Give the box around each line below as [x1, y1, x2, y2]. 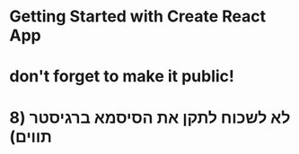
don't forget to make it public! [9, 66, 235, 87]
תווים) [9, 126, 52, 147]
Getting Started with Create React [9, 6, 267, 27]
